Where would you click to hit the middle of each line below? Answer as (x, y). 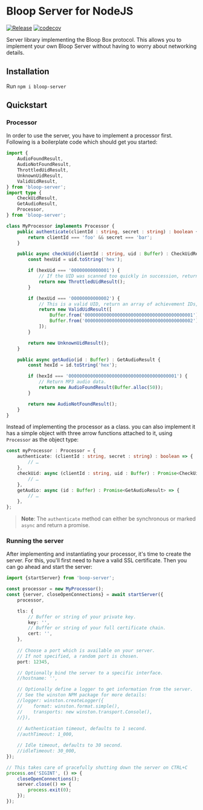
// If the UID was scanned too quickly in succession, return (118, 276)
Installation (28, 72)
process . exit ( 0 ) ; (50, 790)
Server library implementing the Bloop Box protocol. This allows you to (94, 39)
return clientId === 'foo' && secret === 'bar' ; (90, 237)
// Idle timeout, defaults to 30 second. (70, 745)
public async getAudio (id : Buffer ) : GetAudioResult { (89, 360)
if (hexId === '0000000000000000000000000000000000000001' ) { (108, 376)
